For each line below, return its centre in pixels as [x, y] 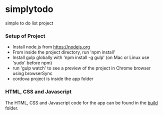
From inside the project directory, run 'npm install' [64, 52]
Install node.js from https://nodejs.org [51, 47]
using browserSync [32, 73]
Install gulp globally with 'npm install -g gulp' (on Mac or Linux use [81, 57]
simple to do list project [29, 23]
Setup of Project [25, 36]
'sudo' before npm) [32, 63]
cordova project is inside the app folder [53, 79]
